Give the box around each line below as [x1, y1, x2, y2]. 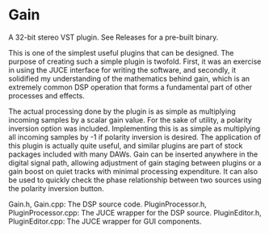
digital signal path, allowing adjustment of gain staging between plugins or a [8, 157, 262, 167]
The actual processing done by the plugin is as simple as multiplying [8, 107, 236, 116]
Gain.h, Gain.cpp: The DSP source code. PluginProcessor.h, [8, 199, 208, 209]
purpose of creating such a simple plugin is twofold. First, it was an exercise [8, 56, 262, 66]
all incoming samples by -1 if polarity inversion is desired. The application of [8, 132, 261, 142]
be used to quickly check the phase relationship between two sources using [8, 175, 262, 185]
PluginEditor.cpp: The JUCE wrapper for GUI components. [8, 216, 202, 226]
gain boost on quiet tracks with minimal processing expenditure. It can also [8, 166, 258, 176]
